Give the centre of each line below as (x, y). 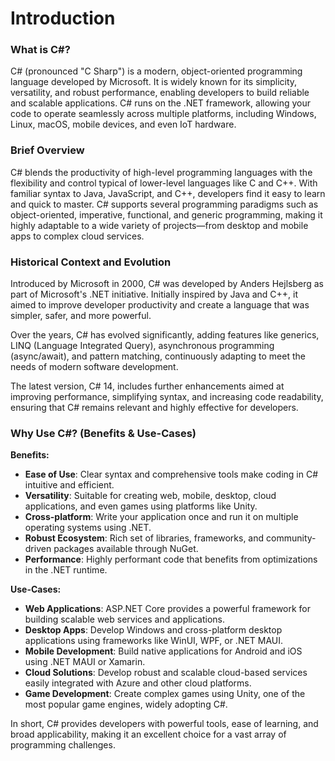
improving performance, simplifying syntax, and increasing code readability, (167, 397)
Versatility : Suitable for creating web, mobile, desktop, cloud (150, 496)
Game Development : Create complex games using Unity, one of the (165, 694)
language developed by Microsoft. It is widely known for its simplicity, (154, 82)
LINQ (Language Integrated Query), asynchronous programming (142, 346)
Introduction (63, 18)
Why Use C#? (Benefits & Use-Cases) (103, 433)
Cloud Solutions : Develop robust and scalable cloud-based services (166, 673)
